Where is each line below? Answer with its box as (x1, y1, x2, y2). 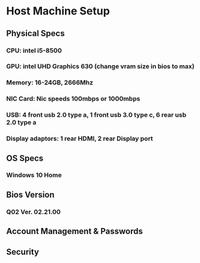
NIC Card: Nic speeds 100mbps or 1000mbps (6, 94, 141, 103)
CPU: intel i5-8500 (6, 46, 62, 55)
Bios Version (6, 190, 55, 200)
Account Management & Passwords (6, 226, 143, 237)
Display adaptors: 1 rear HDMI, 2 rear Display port (6, 134, 153, 143)
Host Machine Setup (6, 4, 110, 18)
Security (6, 247, 39, 257)
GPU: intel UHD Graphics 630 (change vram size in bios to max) (6, 62, 195, 70)
